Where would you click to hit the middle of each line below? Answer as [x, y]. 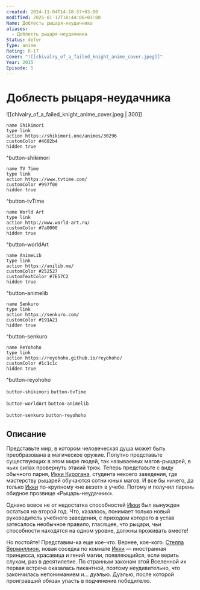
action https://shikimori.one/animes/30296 [62, 136]
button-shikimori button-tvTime [46, 392]
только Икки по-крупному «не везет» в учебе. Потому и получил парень [100, 487]
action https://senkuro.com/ [43, 315]
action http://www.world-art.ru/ [48, 223]
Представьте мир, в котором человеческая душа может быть [86, 449]
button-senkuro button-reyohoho [46, 416]
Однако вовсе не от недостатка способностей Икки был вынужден [93, 505]
